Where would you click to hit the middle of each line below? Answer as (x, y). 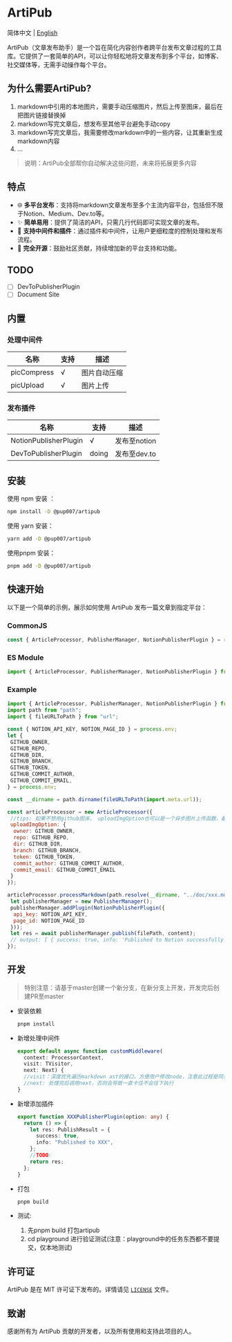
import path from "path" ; (44, 710)
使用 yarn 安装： (30, 526)
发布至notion (136, 441)
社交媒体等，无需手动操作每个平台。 (59, 64)
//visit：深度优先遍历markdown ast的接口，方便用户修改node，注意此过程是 (121, 1077)
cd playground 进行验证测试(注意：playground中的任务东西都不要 (120, 1239)
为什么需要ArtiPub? (49, 89)
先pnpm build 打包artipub (64, 1230)
